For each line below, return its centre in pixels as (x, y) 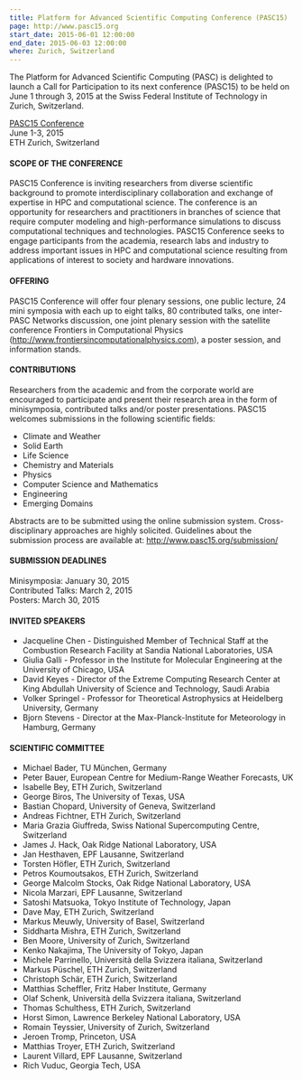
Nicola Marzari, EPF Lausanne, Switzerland (102, 893)
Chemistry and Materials (68, 465)
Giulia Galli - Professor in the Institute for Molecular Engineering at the (152, 660)
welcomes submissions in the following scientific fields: (113, 418)
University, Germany (60, 708)
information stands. (46, 349)
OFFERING (29, 280)
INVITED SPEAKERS (47, 621)
